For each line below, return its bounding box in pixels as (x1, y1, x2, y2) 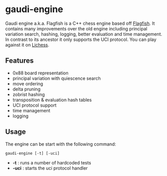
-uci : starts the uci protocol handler (12, 165, 88, 171)
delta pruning (12, 86, 41, 92)
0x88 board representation (12, 70, 69, 76)
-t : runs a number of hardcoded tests (12, 159, 91, 165)
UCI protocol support (12, 102, 57, 108)
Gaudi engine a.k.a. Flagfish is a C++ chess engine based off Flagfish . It (5, 20, 155, 26)
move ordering (12, 80, 43, 86)
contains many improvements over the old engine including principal (5, 25, 147, 31)
